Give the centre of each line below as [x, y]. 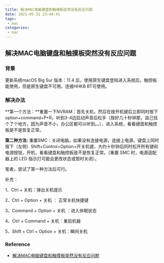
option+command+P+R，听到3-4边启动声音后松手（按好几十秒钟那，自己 [79, 117]
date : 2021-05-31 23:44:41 [33, 14]
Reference [18, 244]
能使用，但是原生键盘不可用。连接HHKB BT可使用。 [57, 86]
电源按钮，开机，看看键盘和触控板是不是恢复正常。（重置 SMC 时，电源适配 [81, 153]
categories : [17, 28]
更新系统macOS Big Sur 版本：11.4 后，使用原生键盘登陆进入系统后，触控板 [81, 80]
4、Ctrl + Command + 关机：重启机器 [43, 221]
